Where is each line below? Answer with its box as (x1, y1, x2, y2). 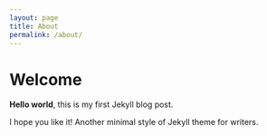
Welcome (9, 69, 82, 90)
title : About (9, 22, 59, 31)
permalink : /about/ (9, 30, 83, 39)
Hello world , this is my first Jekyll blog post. (9, 99, 174, 110)
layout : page (9, 13, 59, 23)
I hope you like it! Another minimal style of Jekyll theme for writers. (9, 117, 259, 128)
